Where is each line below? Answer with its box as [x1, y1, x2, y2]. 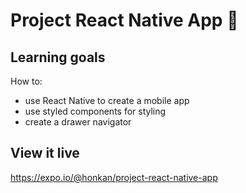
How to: [10, 75, 43, 87]
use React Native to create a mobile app [24, 95, 190, 106]
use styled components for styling [24, 105, 167, 117]
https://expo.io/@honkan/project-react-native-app [10, 171, 218, 183]
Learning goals [10, 49, 106, 66]
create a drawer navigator [24, 116, 132, 128]
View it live [10, 145, 80, 162]
